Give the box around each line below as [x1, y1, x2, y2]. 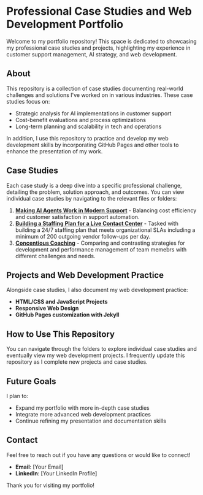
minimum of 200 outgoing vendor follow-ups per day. [15, 232, 151, 240]
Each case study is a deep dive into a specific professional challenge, [6, 182, 182, 189]
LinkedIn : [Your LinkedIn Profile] [15, 469, 98, 477]
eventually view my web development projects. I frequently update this [6, 351, 185, 359]
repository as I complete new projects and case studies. [6, 358, 148, 366]
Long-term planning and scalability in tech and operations [15, 123, 162, 130]
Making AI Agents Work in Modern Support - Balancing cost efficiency [15, 207, 197, 214]
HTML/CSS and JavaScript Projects [15, 298, 108, 305]
